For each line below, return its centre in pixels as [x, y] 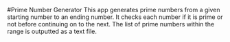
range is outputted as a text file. [52, 31]
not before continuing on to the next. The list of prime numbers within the [111, 24]
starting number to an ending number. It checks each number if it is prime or [115, 17]
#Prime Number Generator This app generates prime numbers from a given [114, 10]
